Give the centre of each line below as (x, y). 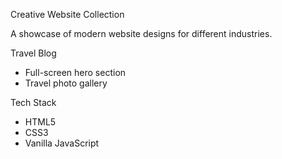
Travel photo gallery (66, 83)
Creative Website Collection (67, 14)
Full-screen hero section (75, 72)
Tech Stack (33, 102)
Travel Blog (33, 53)
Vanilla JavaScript (62, 143)
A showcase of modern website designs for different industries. (141, 33)
